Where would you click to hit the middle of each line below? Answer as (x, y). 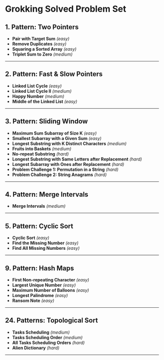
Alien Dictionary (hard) (36, 348)
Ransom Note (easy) (33, 300)
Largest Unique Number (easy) (44, 285)
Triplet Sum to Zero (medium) (42, 54)
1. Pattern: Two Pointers (42, 27)
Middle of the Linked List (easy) (45, 101)
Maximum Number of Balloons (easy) (51, 290)
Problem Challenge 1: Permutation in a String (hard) (65, 169)
